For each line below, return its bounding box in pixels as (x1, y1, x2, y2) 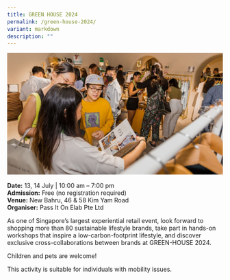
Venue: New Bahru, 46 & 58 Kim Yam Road (7, 196, 129, 204)
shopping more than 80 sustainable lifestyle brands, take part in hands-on (7, 224, 216, 232)
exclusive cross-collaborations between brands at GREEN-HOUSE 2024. (7, 238, 212, 246)
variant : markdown (7, 25, 60, 32)
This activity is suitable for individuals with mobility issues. (7, 265, 172, 273)
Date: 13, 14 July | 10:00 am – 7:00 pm (7, 181, 115, 189)
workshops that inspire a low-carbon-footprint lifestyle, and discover (7, 231, 202, 240)
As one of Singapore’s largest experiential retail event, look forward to (7, 216, 204, 224)
